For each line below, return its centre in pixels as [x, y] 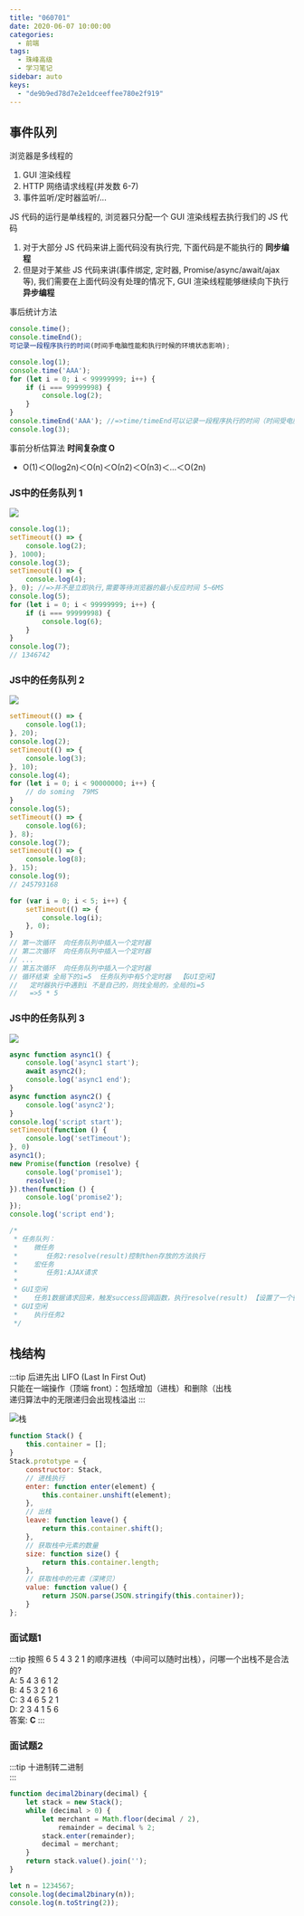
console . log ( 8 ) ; [57, 859]
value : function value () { [76, 1588]
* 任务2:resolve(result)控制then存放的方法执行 [109, 1256]
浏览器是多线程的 [41, 156]
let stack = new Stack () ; [75, 1802]
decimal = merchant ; [81, 1845]
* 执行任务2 [39, 1314]
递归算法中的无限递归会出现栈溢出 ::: [78, 1399]
